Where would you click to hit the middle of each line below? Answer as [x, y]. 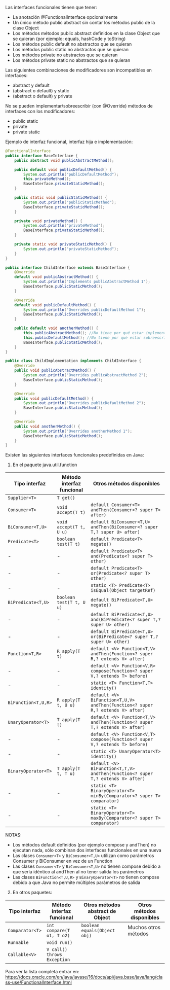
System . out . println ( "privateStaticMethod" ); [71, 249]
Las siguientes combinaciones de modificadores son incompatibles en [78, 70]
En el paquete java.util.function [45, 465]
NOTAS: [13, 835]
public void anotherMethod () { [47, 426]
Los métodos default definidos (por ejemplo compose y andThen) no [84, 845]
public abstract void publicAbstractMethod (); [64, 160]
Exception [58, 960]
